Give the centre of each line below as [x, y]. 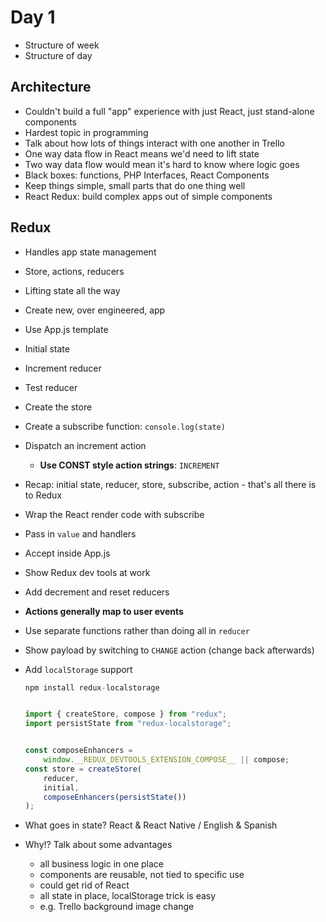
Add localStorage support [78, 669]
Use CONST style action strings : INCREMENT [129, 465]
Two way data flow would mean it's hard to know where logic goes [162, 164]
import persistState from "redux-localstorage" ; [128, 724]
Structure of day [58, 55]
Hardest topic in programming [86, 132]
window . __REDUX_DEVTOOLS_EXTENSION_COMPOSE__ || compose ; [166, 760]
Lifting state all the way [72, 290]
